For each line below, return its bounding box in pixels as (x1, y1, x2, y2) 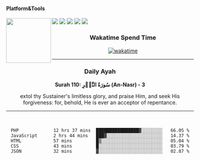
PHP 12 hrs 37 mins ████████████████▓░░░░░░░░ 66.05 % (11, 127, 189, 133)
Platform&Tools (6, 5, 45, 12)
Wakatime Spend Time (89, 33, 157, 42)
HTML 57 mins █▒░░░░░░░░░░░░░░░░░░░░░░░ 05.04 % (11, 137, 189, 144)
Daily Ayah (84, 67, 116, 76)
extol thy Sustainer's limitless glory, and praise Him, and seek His (20, 92, 180, 99)
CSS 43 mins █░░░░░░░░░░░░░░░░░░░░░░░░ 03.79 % (11, 143, 189, 149)
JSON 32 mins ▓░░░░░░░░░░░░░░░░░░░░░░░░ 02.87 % (11, 148, 189, 154)
